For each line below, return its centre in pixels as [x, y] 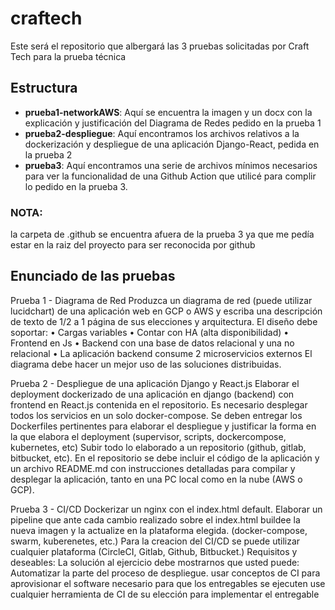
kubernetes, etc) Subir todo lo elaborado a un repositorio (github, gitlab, [158, 447]
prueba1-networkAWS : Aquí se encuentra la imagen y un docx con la [168, 112]
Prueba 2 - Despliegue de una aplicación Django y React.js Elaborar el [155, 383]
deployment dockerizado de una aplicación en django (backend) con [152, 394]
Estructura [44, 88]
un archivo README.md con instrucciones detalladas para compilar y [153, 468]
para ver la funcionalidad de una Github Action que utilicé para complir [170, 176]
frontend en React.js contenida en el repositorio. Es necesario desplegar [159, 404]
